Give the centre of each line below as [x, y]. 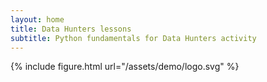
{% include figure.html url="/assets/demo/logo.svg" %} [125, 67]
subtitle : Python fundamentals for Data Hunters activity [133, 38]
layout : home [37, 19]
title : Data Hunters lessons [71, 29]
